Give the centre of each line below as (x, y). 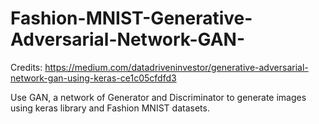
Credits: (26, 67)
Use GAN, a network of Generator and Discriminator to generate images (158, 97)
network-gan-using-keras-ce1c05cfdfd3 (93, 78)
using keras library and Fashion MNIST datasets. (110, 108)
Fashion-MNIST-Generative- (131, 18)
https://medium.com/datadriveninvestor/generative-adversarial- (176, 67)
